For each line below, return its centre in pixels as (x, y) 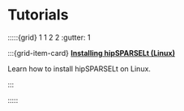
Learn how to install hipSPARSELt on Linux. (79, 68)
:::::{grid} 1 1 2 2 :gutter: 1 (49, 37)
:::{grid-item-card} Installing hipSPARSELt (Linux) (92, 53)
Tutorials (38, 15)
